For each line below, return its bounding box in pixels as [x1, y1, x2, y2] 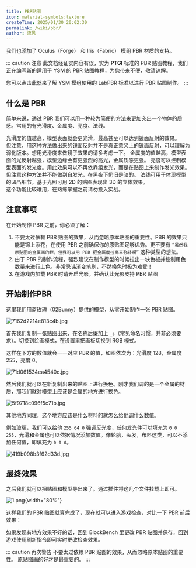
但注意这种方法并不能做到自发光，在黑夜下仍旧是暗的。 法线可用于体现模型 [6, 171, 187, 178]
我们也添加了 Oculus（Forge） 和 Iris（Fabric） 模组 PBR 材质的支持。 [6, 47, 175, 54]
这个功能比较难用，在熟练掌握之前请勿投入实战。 [6, 186, 124, 193]
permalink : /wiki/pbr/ [6, 25, 61, 31]
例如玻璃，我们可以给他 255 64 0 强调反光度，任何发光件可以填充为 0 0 [6, 424, 177, 431]
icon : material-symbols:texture [6, 14, 85, 20]
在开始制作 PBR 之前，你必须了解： [6, 221, 90, 228]
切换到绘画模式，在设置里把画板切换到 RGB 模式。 [18, 337, 140, 344]
